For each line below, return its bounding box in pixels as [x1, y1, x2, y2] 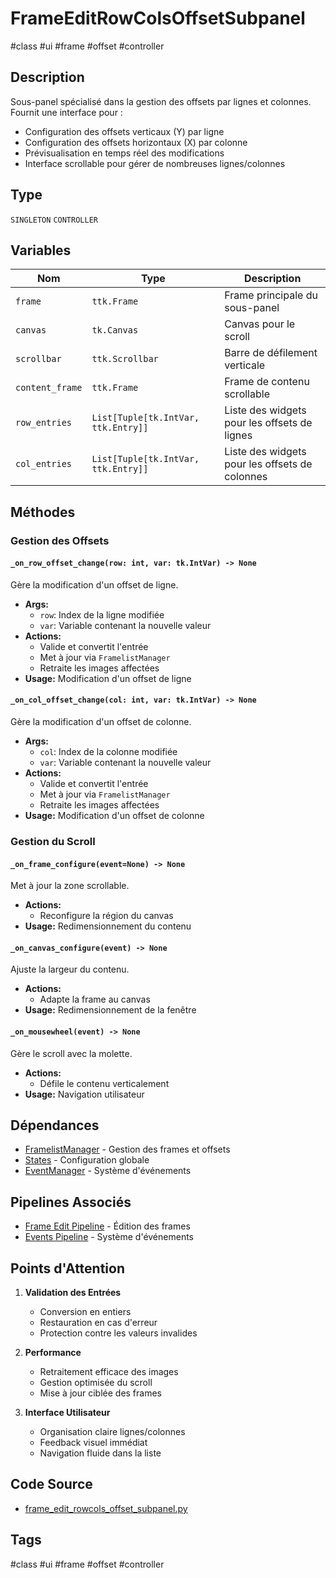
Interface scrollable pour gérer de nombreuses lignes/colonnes [24, 157, 286, 169]
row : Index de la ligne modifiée [39, 608, 165, 621]
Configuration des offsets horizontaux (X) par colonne [24, 136, 248, 148]
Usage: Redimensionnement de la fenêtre [24, 1004, 197, 1016]
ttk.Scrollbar [91, 353, 159, 365]
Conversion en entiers [39, 1306, 132, 1318]
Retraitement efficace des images [39, 1366, 179, 1378]
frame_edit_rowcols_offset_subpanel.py [24, 1502, 188, 1514]
